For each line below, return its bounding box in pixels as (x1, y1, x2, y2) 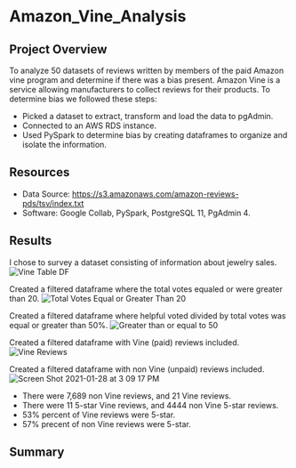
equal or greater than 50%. (9, 319, 108, 330)
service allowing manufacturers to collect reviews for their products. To (9, 85, 271, 94)
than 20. (9, 293, 40, 303)
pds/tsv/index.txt (21, 198, 84, 208)
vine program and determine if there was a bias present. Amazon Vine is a (9, 75, 281, 85)
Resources (9, 165, 70, 180)
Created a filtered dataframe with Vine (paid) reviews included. (9, 336, 240, 348)
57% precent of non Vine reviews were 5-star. (21, 418, 191, 429)
